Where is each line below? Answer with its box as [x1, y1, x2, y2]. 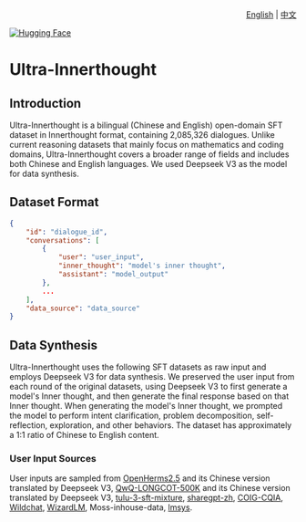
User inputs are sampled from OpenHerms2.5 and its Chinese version [9, 473, 270, 484]
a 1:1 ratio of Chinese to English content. [9, 430, 159, 441]
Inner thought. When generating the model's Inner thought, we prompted [9, 401, 283, 412]
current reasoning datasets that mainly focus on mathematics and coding [9, 140, 284, 150]
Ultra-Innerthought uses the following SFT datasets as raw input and [9, 361, 267, 372]
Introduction [9, 95, 82, 111]
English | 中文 [245, 9, 297, 20]
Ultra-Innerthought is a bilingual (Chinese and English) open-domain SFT [9, 120, 283, 130]
